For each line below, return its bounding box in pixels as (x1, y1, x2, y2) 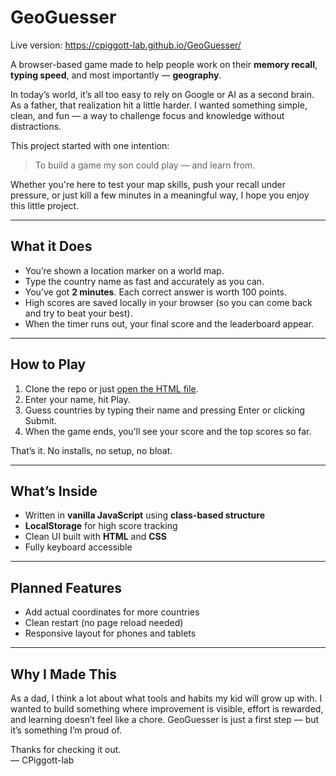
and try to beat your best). (24, 307, 133, 319)
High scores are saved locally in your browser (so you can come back (24, 296, 313, 308)
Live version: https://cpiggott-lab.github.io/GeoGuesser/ (10, 39, 242, 51)
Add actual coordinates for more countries (24, 606, 200, 618)
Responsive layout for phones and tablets (24, 627, 197, 640)
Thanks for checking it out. (10, 744, 122, 755)
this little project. (10, 199, 80, 211)
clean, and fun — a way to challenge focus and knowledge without (10, 109, 285, 121)
